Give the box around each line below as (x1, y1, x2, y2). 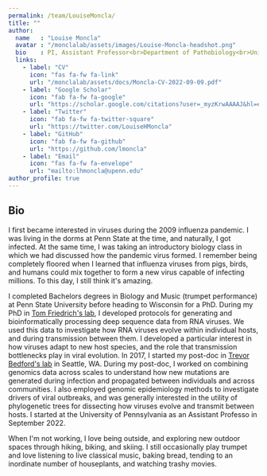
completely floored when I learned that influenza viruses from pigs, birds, (8, 259, 249, 268)
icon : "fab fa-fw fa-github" (29, 137, 126, 146)
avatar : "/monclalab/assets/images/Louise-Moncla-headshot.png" (15, 41, 237, 49)
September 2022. (8, 418, 66, 427)
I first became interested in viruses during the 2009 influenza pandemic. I (8, 224, 249, 235)
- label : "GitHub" (22, 130, 83, 138)
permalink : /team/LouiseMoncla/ (8, 11, 115, 20)
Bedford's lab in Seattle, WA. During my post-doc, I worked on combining (8, 359, 249, 369)
